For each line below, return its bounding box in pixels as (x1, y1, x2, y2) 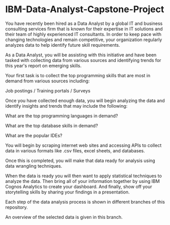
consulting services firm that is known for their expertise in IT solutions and (5, 25, 163, 31)
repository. (5, 204, 28, 210)
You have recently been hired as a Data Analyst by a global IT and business (5, 20, 163, 26)
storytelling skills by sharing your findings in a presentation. (5, 189, 130, 195)
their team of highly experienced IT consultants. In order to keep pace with (5, 31, 161, 37)
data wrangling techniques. (5, 163, 62, 169)
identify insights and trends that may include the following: (5, 103, 128, 109)
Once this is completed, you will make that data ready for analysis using (5, 157, 156, 164)
